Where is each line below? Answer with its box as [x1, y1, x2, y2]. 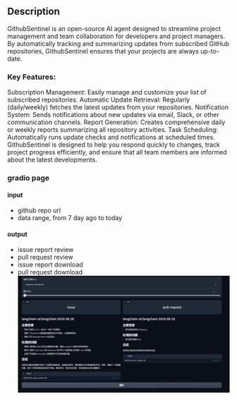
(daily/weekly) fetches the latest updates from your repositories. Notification [7, 103, 229, 111]
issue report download [17, 260, 83, 269]
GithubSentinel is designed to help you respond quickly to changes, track [7, 140, 220, 149]
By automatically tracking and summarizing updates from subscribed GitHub [7, 39, 230, 48]
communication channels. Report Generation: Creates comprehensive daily [7, 118, 226, 126]
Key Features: [7, 72, 56, 82]
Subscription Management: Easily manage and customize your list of [7, 88, 207, 97]
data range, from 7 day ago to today [17, 214, 122, 222]
